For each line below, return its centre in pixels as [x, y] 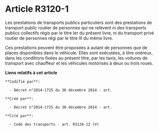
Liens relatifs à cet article [31, 72]
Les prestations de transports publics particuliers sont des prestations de [79, 22]
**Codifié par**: [23, 82]
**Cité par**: [20, 116]
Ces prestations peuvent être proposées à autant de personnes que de [76, 47]
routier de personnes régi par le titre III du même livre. [59, 38]
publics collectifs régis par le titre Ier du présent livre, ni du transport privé [80, 33]
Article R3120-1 [37, 9]
